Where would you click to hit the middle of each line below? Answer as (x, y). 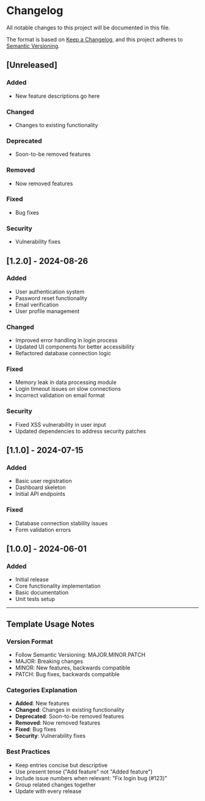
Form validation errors (43, 530)
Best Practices (28, 751)
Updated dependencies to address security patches (81, 431)
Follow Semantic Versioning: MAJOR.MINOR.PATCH (80, 655)
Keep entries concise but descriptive (61, 765)
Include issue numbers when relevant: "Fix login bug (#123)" (91, 778)
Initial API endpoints (40, 494)
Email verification (37, 305)
